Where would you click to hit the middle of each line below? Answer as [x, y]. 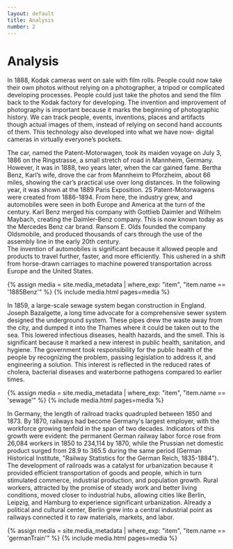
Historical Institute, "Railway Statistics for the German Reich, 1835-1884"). [113, 458]
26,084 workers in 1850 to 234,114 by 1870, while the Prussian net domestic [115, 443]
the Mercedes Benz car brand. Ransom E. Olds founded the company [107, 227]
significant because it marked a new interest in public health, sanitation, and [116, 342]
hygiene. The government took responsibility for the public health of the [110, 350]
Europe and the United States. [50, 271]
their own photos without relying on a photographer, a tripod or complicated [116, 88]
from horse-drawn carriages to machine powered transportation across [110, 264]
